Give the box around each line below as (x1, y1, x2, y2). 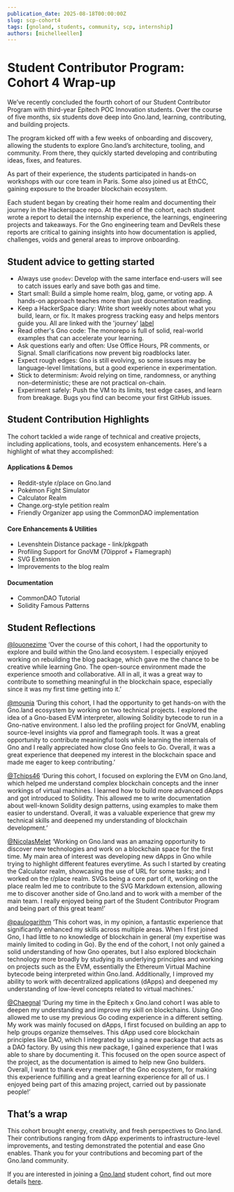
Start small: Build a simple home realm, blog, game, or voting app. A (17, 289, 213, 298)
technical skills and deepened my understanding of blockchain (7, 817, 188, 825)
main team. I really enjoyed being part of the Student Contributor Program (7, 897, 220, 906)
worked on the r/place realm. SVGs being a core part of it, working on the (7, 875, 219, 883)
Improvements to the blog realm (17, 562, 110, 571)
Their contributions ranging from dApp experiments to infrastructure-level (7, 1134, 220, 1142)
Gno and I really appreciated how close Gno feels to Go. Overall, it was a (7, 743, 216, 751)
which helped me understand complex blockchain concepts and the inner (7, 779, 219, 788)
